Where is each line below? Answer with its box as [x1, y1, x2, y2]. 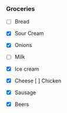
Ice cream [14, 65, 39, 72]
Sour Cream [14, 30, 44, 37]
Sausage [14, 89, 36, 96]
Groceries [6, 5, 35, 13]
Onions [14, 42, 32, 49]
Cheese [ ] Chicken [14, 77, 62, 84]
